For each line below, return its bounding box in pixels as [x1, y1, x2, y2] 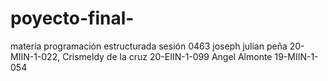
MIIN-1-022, [10, 50, 61, 62]
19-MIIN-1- [274, 50, 319, 62]
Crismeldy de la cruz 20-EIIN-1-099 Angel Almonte [62, 50, 273, 62]
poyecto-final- [10, 7, 135, 30]
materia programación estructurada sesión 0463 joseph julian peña [10, 40, 288, 52]
